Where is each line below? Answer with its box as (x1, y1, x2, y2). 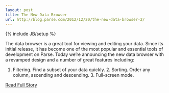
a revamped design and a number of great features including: (5, 57, 134, 63)
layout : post (5, 7, 33, 13)
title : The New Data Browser (5, 12, 67, 17)
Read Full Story (5, 82, 37, 88)
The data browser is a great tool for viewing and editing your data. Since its (5, 41, 163, 47)
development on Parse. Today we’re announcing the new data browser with (5, 51, 164, 57)
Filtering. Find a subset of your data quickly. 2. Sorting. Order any (12, 67, 151, 73)
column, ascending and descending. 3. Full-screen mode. (12, 72, 134, 78)
